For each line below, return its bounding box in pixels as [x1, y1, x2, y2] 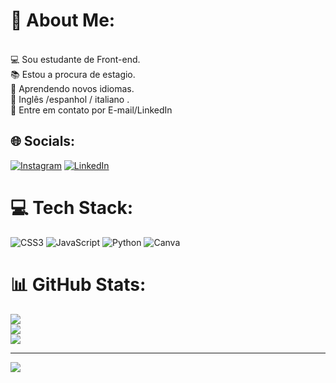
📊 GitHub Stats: [10, 273, 147, 296]
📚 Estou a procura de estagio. [10, 68, 136, 80]
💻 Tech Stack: [10, 196, 134, 219]
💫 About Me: [10, 9, 116, 32]
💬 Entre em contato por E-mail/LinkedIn [10, 104, 173, 116]
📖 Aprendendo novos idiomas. [10, 82, 135, 94]
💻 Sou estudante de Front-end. [10, 53, 141, 65]
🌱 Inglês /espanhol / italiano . [10, 93, 130, 105]
